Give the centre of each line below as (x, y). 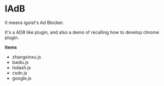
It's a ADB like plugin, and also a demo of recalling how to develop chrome (82, 32)
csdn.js (19, 72)
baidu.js (20, 62)
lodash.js (21, 67)
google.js (22, 78)
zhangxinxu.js (26, 57)
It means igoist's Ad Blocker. (34, 22)
